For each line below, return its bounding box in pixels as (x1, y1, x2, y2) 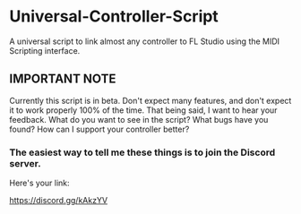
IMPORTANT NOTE (9, 72, 116, 87)
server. (9, 157, 42, 169)
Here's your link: (9, 177, 70, 189)
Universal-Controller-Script (9, 6, 219, 27)
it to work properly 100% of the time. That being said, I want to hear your (9, 105, 278, 116)
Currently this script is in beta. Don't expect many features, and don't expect (9, 95, 292, 106)
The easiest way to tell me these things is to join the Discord (9, 146, 276, 158)
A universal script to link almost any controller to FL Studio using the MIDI (9, 36, 280, 47)
